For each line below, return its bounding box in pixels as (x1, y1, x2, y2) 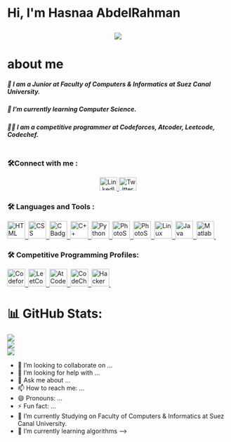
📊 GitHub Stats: (7, 306, 103, 322)
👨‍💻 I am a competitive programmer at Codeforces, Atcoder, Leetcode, (7, 123, 216, 131)
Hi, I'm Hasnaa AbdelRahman (7, 5, 181, 21)
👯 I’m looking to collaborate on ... (17, 361, 113, 369)
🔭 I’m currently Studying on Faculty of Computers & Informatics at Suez (17, 412, 225, 420)
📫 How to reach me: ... (17, 384, 85, 392)
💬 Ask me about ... (17, 375, 71, 384)
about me (7, 56, 64, 72)
